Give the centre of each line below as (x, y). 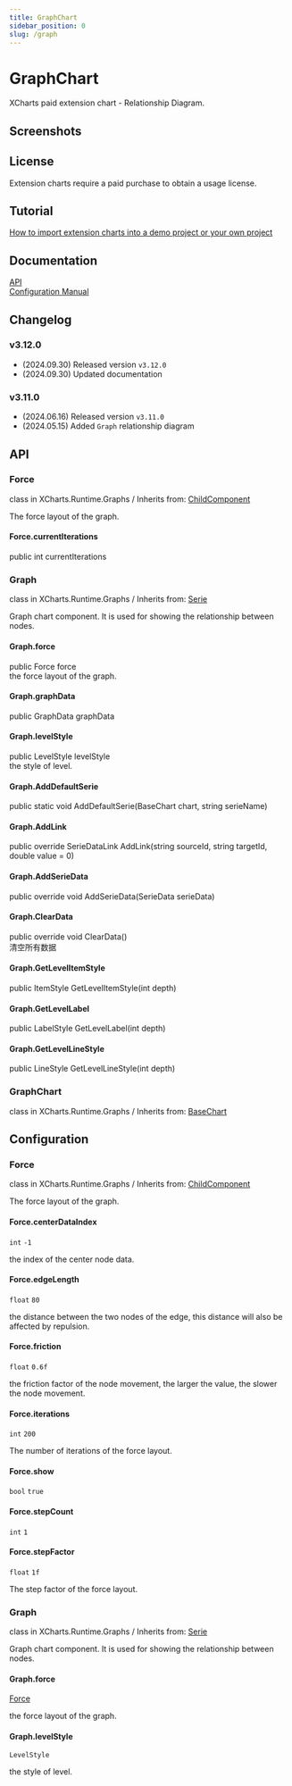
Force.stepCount (42, 1511)
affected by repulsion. (50, 1326)
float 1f (25, 1573)
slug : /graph (33, 34)
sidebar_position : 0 (48, 26)
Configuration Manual (49, 292)
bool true (27, 1492)
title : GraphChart (43, 17)
